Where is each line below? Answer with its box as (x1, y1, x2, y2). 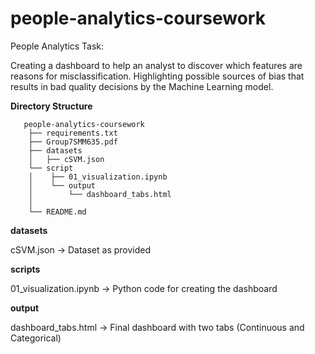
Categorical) (10, 332, 62, 344)
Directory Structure (10, 100, 93, 112)
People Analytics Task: (10, 40, 105, 52)
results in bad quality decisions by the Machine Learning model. (10, 80, 274, 92)
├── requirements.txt (28, 128, 118, 138)
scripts (10, 263, 41, 275)
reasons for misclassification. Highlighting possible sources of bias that (10, 70, 305, 82)
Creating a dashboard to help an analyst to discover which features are (10, 59, 303, 71)
